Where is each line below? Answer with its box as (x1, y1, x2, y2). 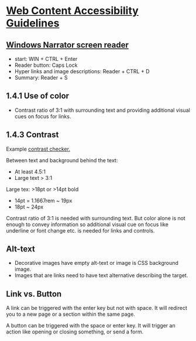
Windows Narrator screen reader (6, 40, 129, 50)
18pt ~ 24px (14, 203, 44, 210)
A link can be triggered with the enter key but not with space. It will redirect (6, 305, 187, 312)
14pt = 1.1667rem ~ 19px (14, 197, 73, 204)
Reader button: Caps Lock (14, 62, 78, 69)
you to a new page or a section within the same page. (6, 311, 136, 318)
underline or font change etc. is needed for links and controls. (6, 227, 155, 234)
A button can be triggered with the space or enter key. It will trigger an (6, 322, 176, 329)
